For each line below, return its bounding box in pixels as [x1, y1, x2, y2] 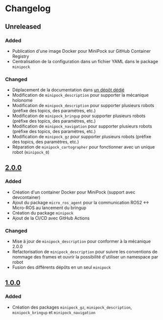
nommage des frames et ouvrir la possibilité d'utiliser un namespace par [12, 254, 159, 260]
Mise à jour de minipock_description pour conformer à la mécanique [12, 238, 151, 244]
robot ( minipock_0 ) [12, 149, 50, 155]
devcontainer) [12, 194, 41, 200]
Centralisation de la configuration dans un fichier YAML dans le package [12, 58, 158, 64]
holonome [12, 97, 33, 103]
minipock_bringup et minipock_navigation [12, 309, 95, 315]
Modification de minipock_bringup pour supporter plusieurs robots [12, 113, 146, 119]
